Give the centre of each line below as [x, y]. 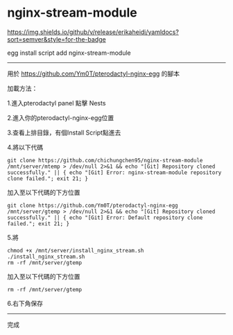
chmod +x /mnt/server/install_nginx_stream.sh [76, 250]
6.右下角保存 [25, 303]
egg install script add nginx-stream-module [69, 53]
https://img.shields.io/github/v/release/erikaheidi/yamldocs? [93, 32]
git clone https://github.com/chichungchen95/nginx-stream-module [105, 160]
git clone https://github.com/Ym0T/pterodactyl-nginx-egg [93, 205]
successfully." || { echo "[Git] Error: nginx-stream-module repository [114, 172]
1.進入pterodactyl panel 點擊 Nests [57, 103]
